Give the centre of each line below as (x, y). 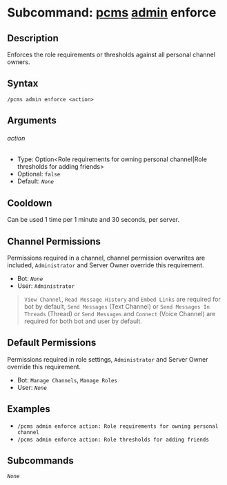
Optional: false (39, 174)
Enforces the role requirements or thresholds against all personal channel (111, 54)
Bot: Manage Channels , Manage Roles (67, 380)
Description (33, 38)
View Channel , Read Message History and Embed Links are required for (122, 299)
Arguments (32, 121)
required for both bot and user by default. (83, 321)
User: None (32, 387)
